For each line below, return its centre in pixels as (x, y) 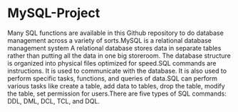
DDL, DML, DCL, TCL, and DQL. (54, 101)
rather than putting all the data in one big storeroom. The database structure (119, 56)
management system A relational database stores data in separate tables (114, 48)
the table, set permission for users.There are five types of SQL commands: (117, 93)
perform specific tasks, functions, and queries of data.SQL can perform (113, 78)
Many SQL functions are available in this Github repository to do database (116, 33)
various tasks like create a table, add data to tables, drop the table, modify (117, 86)
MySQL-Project (54, 13)
